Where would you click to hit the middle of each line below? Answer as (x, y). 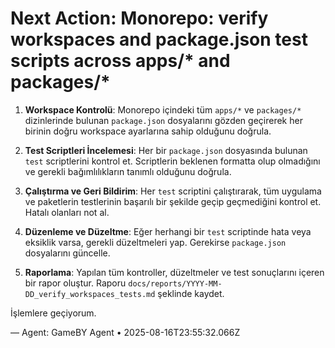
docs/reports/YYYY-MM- (175, 283)
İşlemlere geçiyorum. (53, 313)
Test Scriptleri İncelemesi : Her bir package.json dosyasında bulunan (166, 150)
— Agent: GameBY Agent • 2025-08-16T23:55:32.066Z (125, 332)
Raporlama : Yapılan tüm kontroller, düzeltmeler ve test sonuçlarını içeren (174, 272)
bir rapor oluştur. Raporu (75, 283)
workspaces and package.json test (159, 39)
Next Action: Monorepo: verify (139, 18)
